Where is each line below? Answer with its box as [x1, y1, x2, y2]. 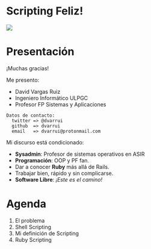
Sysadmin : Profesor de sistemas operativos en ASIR [14, 150, 145, 158]
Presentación [6, 45, 75, 58]
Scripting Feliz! [6, 4, 84, 18]
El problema [14, 217, 45, 224]
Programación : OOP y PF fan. [14, 156, 89, 164]
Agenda [6, 197, 46, 211]
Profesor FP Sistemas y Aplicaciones [14, 100, 106, 108]
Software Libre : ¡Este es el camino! [14, 176, 103, 183]
